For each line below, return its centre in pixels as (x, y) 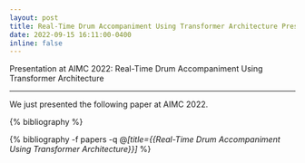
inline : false (36, 43)
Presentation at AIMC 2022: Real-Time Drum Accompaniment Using (136, 69)
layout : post (34, 18)
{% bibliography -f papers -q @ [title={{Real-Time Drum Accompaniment (145, 139)
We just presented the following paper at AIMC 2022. (109, 104)
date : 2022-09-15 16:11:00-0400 (70, 34)
